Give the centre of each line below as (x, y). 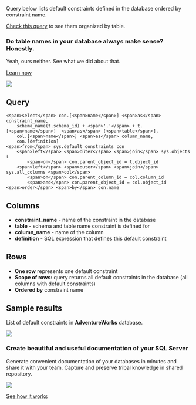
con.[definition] (38, 141)
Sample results (34, 308)
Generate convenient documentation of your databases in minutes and (92, 361)
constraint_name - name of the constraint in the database (85, 220)
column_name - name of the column (59, 232)
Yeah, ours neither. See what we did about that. (63, 62)
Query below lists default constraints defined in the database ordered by (94, 9)
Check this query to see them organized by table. (66, 26)
